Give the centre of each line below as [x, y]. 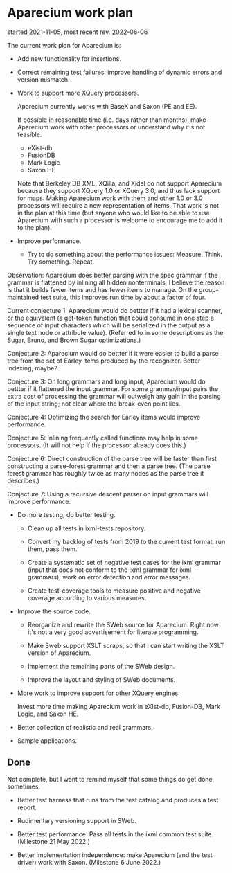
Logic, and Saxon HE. [48, 714]
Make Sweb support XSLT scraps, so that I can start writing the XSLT [126, 645]
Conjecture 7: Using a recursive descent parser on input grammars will [108, 494]
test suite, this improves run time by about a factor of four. [123, 297]
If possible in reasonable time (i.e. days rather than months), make [111, 120]
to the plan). [34, 227]
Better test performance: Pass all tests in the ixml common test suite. [115, 834]
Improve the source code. [54, 611]
